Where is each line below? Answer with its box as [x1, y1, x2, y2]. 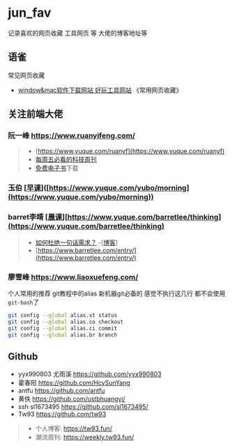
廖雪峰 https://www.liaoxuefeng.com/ [8, 272, 139, 281]
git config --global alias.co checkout [8, 318, 124, 325]
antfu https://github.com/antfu [17, 387, 105, 395]
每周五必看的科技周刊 [35, 155, 97, 164]
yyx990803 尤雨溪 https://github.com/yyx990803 [17, 370, 162, 378]
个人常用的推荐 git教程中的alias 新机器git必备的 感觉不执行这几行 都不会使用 [8, 289, 226, 298]
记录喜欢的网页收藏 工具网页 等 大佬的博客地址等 [8, 29, 148, 37]
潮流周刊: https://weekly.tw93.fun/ [35, 433, 134, 442]
